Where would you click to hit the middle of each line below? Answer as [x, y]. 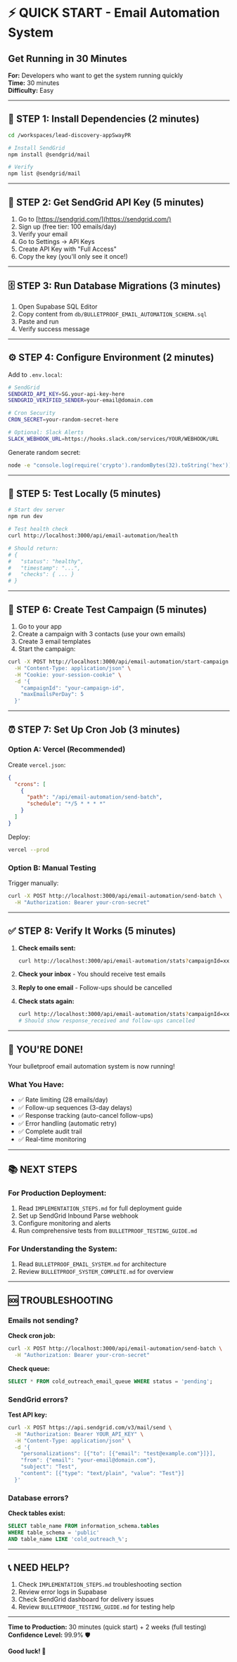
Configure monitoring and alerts [64, 1223]
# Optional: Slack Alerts [46, 432]
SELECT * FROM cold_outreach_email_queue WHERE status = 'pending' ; [110, 1381]
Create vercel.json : [37, 765]
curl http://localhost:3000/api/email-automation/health [93, 536]
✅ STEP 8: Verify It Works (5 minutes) [92, 931]
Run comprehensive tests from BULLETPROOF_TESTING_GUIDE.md [108, 1230]
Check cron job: [32, 1335]
